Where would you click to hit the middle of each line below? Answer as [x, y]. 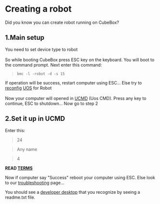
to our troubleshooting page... [35, 183]
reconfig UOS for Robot [29, 88]
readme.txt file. [20, 197]
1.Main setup [25, 38]
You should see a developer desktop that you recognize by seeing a [73, 192]
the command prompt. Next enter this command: [54, 65]
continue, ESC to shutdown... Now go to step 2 [51, 103]
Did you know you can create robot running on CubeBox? [62, 22]
